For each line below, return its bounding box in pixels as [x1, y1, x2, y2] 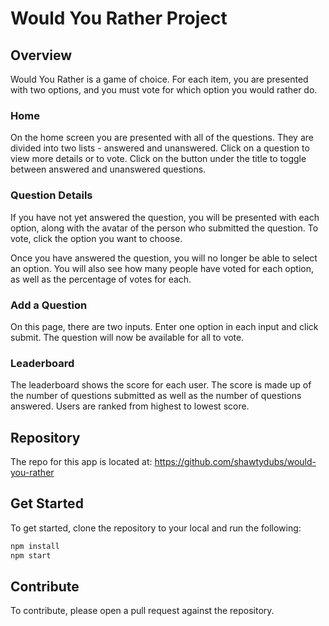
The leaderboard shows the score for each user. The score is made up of [10, 379, 312, 391]
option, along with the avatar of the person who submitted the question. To [10, 222, 319, 234]
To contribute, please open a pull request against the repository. [10, 605, 275, 617]
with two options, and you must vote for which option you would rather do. [10, 84, 318, 96]
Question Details [10, 188, 93, 202]
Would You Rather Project [10, 7, 228, 30]
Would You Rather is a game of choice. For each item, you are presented [10, 73, 309, 85]
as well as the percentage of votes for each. [10, 273, 192, 285]
